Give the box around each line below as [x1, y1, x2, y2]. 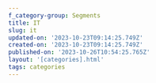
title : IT [8, 19, 41, 27]
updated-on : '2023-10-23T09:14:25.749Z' [8, 33, 144, 42]
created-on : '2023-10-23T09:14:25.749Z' [8, 41, 144, 49]
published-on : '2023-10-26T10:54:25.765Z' [8, 48, 150, 56]
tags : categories [8, 63, 66, 71]
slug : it [8, 26, 37, 34]
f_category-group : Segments [8, 11, 101, 20]
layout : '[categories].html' [8, 56, 105, 64]
